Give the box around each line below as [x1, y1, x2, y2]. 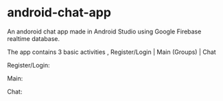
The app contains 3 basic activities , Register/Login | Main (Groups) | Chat [7, 48, 216, 56]
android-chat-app [7, 5, 112, 20]
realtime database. [7, 34, 60, 42]
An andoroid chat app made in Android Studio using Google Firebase [7, 27, 202, 35]
